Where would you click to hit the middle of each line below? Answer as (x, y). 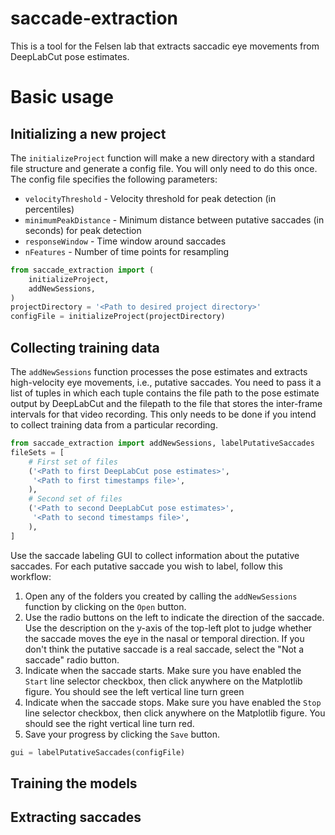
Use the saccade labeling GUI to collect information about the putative (155, 555)
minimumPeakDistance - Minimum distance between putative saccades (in (174, 219)
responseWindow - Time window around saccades (125, 241)
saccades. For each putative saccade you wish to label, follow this (146, 566)
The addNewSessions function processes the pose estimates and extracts (159, 371)
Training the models (74, 783)
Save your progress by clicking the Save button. (122, 734)
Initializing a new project (88, 133)
